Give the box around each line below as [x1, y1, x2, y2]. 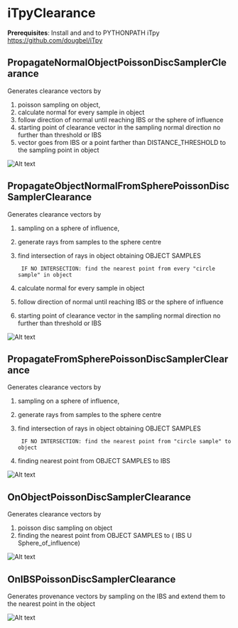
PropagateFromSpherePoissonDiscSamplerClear [7, 353, 229, 365]
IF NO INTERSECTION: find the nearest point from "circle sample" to [21, 438, 232, 445]
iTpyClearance [7, 5, 96, 21]
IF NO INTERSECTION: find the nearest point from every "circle [21, 265, 215, 272]
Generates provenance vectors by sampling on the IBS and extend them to [7, 592, 226, 600]
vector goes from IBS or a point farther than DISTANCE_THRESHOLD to [17, 138, 226, 146]
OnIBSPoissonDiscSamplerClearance [7, 573, 176, 585]
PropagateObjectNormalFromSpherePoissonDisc [7, 180, 229, 193]
